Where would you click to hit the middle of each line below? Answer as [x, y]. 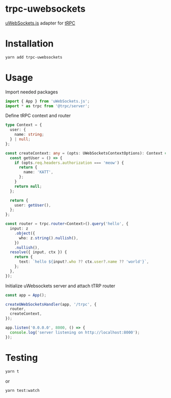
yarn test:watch [22, 390]
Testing [22, 357]
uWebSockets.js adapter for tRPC [40, 23]
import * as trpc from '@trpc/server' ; [48, 106]
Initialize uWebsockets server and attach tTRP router [60, 286]
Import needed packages [32, 92]
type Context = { [24, 125]
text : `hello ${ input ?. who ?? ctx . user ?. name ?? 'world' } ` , [84, 262]
